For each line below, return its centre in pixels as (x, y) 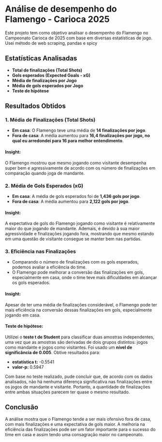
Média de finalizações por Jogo (44, 80)
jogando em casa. (23, 315)
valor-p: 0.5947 (28, 367)
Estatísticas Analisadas (41, 59)
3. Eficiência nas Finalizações (41, 251)
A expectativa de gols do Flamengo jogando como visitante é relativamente (80, 223)
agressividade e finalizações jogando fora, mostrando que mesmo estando (80, 234)
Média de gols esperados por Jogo (48, 86)
